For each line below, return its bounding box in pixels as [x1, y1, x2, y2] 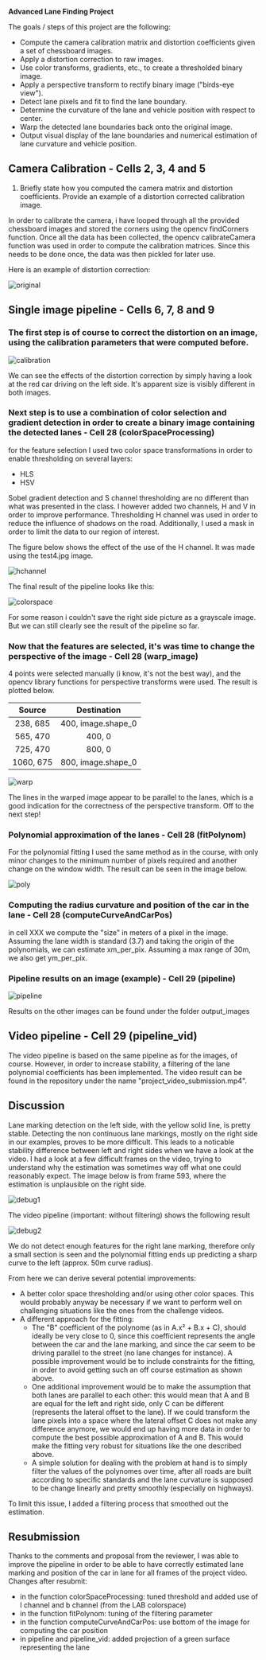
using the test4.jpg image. [8, 551, 94, 560]
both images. [8, 388, 52, 397]
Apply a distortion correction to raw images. [19, 55, 164, 64]
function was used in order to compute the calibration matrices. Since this [8, 240, 250, 250]
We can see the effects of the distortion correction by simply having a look [8, 370, 253, 380]
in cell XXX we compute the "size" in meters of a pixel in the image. [8, 927, 229, 937]
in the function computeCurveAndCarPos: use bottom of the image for [19, 1617, 250, 1627]
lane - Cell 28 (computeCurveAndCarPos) [8, 910, 173, 921]
